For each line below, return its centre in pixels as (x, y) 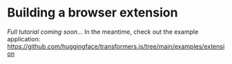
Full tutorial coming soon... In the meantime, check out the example (103, 32)
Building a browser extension (93, 13)
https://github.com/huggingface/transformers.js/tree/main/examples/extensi (116, 46)
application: (24, 39)
